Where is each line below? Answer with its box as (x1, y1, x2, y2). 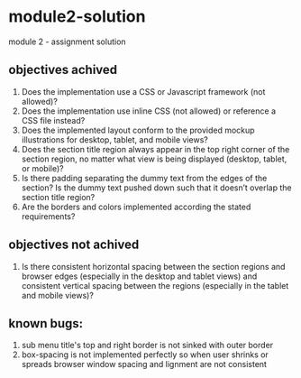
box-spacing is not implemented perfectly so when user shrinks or (21, 349, 269, 360)
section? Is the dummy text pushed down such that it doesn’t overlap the (21, 182, 292, 193)
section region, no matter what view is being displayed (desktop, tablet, (21, 153, 287, 164)
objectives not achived (8, 237, 140, 253)
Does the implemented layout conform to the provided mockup (21, 124, 255, 135)
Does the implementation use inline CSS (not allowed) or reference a (21, 106, 277, 116)
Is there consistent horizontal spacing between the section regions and (21, 261, 286, 272)
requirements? (21, 210, 76, 222)
